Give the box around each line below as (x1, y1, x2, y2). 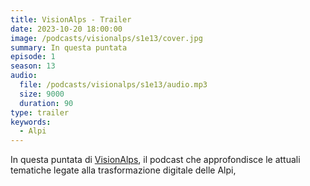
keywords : (10, 117, 52, 127)
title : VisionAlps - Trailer (10, 14, 132, 25)
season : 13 (10, 61, 56, 71)
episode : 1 (10, 52, 56, 62)
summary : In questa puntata (10, 42, 128, 53)
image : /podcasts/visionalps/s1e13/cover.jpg (10, 33, 203, 43)
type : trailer (10, 107, 70, 118)
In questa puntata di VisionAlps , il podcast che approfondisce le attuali (10, 154, 301, 166)
